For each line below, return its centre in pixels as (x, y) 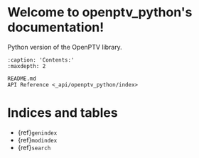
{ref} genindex (37, 132)
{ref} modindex (37, 140)
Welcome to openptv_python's (100, 12)
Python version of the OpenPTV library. (65, 47)
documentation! (56, 27)
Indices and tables (63, 113)
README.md (22, 79)
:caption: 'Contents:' (41, 60)
